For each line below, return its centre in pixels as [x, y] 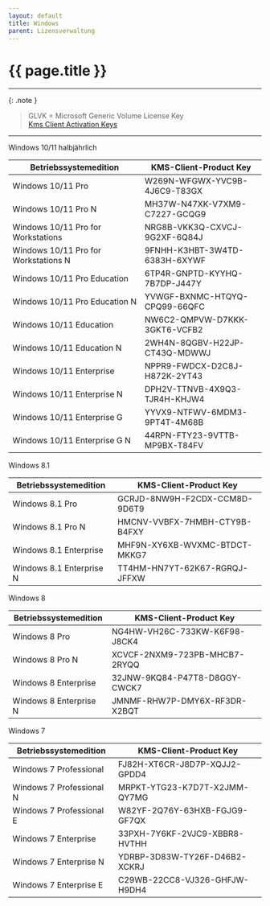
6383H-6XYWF [175, 261]
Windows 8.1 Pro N [49, 527]
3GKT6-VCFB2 [174, 330]
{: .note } [23, 101]
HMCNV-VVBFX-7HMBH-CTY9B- [184, 522]
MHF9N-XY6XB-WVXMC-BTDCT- [185, 546]
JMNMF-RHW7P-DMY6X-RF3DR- [179, 701]
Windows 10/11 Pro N [55, 209]
